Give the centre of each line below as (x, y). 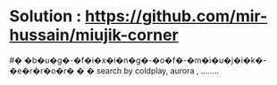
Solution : (46, 16)
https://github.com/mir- (176, 16)
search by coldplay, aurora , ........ (158, 70)
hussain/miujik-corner (94, 35)
